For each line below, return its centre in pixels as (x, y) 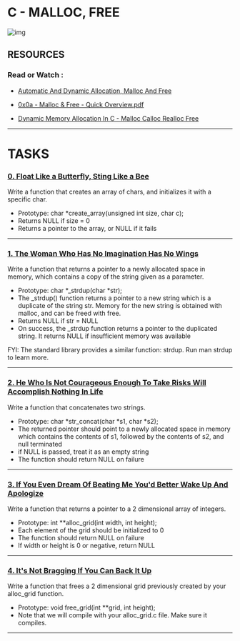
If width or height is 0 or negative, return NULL (86, 545)
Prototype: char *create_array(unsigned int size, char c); (101, 213)
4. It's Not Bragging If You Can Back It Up (80, 570)
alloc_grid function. (36, 594)
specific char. (27, 199)
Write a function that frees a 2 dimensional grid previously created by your (117, 586)
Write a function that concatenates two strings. (76, 407)
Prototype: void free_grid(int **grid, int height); (86, 607)
